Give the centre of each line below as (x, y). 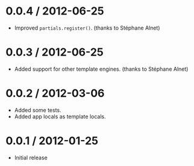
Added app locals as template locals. (60, 117)
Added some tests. (38, 110)
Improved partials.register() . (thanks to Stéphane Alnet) (87, 28)
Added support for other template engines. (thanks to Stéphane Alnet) (101, 69)
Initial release (31, 158)
